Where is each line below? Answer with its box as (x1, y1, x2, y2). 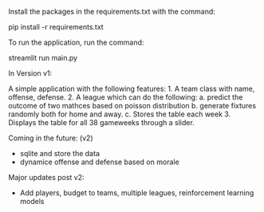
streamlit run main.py (8, 53, 78, 62)
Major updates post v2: (8, 173, 85, 182)
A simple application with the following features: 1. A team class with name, (8, 84, 255, 93)
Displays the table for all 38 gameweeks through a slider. (8, 118, 195, 127)
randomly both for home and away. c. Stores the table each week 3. (8, 109, 231, 119)
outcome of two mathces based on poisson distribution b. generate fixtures (8, 101, 257, 110)
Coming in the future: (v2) (8, 133, 93, 143)
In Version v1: (8, 69, 53, 78)
